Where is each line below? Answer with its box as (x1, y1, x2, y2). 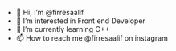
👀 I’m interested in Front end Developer (15, 16, 146, 25)
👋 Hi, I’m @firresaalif (15, 8, 84, 17)
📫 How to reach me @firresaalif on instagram (15, 33, 169, 43)
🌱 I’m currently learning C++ (15, 25, 110, 33)
